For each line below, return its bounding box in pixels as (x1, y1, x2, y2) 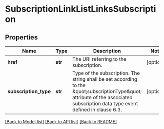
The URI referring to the (72, 56, 127, 62)
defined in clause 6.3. (72, 106, 122, 113)
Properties (5, 33, 38, 41)
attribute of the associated (72, 94, 133, 101)
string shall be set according (72, 76, 138, 82)
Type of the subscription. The (72, 70, 140, 76)
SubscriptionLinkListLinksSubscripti (5, 3, 156, 15)
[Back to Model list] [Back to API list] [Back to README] (5, 119, 117, 125)
